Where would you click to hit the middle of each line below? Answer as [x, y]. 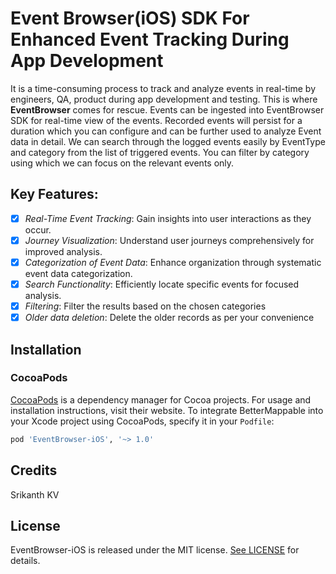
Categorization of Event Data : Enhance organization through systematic [173, 262]
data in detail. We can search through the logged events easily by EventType [168, 141]
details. [25, 561]
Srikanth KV [35, 494]
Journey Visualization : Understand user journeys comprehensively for [169, 240]
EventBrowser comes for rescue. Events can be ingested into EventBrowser [167, 109]
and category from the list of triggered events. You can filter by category [160, 152]
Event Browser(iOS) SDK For [130, 18]
